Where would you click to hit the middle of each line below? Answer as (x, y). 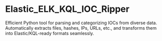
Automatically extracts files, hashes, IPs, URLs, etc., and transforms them (81, 28)
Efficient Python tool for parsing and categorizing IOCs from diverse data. (81, 23)
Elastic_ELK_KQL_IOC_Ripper (67, 9)
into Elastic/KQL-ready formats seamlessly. (50, 33)
